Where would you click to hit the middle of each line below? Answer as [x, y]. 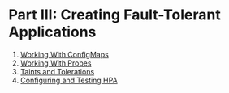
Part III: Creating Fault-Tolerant [114, 15]
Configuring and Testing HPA [69, 80]
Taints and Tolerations [57, 71]
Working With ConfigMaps [65, 54]
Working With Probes [56, 63]
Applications [52, 32]
